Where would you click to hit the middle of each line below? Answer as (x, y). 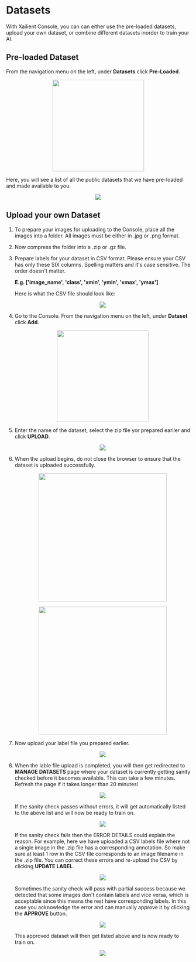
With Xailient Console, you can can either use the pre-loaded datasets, (91, 26)
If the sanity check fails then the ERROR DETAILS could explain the (95, 835)
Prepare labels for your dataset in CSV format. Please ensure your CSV (100, 258)
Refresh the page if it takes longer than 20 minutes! (76, 784)
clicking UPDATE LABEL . (44, 866)
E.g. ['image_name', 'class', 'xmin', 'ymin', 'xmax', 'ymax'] (86, 282)
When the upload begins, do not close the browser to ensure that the (98, 458)
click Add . (27, 322)
